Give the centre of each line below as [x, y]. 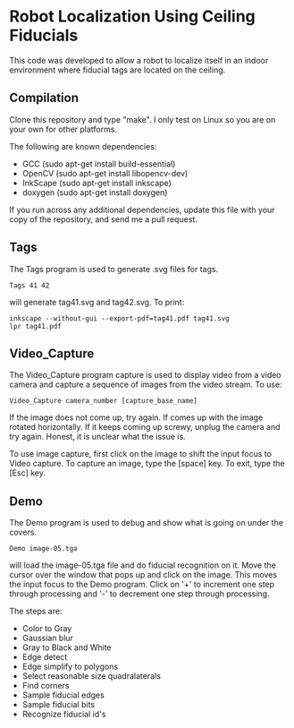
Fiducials [44, 35]
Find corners [46, 686]
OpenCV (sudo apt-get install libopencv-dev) [105, 173]
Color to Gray [47, 629]
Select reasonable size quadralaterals [91, 676]
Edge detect [45, 657]
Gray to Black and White [67, 647]
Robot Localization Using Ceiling [133, 17]
